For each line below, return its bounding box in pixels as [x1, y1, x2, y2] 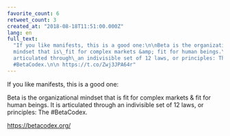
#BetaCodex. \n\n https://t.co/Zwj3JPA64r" [13, 61, 136, 68]
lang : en [7, 29, 32, 36]
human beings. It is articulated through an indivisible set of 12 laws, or [7, 100, 204, 109]
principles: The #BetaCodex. [7, 108, 88, 116]
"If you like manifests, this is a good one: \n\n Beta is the [13, 42, 192, 49]
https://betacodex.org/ [7, 121, 71, 129]
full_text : [7, 36, 38, 43]
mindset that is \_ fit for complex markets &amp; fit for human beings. [13, 49, 222, 56]
